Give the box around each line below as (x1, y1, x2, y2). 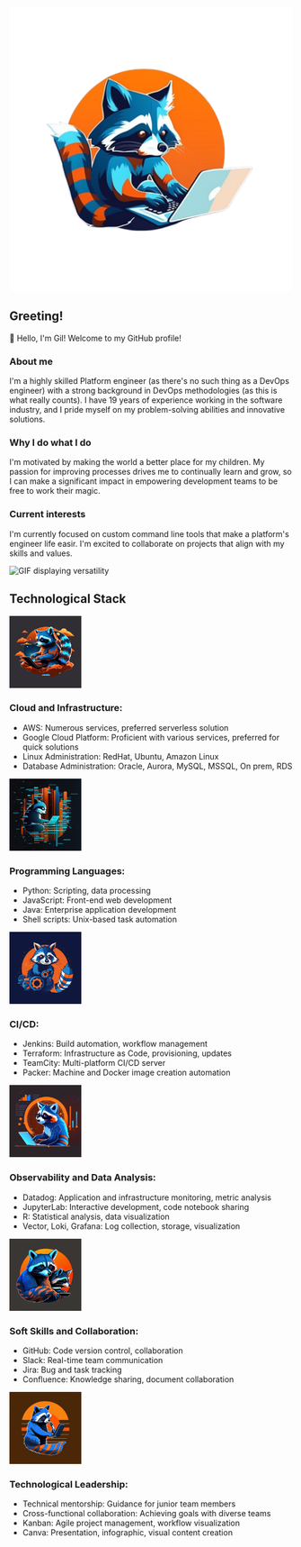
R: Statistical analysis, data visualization (22, 1211, 171, 1222)
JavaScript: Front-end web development (22, 895, 173, 905)
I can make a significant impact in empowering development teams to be (9, 476, 279, 487)
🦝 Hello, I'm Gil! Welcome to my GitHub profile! (9, 332, 181, 343)
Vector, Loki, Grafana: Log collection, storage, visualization (22, 1220, 241, 1232)
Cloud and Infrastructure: (9, 702, 123, 714)
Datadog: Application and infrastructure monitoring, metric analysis (22, 1192, 272, 1203)
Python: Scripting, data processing (22, 886, 151, 896)
